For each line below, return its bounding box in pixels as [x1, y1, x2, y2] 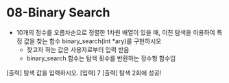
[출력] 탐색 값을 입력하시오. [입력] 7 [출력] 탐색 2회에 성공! [6, 69, 162, 77]
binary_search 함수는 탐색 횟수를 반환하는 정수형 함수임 [26, 54, 176, 62]
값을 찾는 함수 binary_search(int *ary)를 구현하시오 [23, 36, 162, 45]
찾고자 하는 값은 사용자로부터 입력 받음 [26, 45, 130, 54]
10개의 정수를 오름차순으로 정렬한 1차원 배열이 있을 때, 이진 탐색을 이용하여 [16, 28, 215, 36]
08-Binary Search [6, 5, 110, 21]
